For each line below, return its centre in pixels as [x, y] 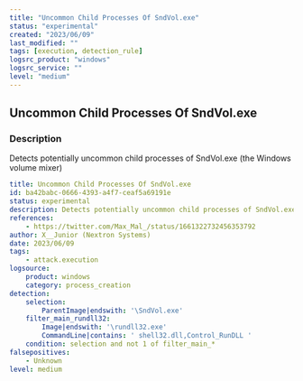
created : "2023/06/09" [52, 34]
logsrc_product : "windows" [60, 60]
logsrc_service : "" [46, 69]
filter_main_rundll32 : [68, 319]
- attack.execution [62, 260]
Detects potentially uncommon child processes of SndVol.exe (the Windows [150, 158]
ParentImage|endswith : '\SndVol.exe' [112, 311]
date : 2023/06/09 [42, 243]
